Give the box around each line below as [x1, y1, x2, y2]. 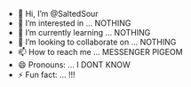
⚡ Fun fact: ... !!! [17, 69, 76, 80]
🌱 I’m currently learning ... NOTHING [17, 28, 151, 37]
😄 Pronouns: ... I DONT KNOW [17, 59, 131, 70]
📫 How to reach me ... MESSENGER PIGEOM [17, 47, 184, 57]
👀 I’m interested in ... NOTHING [17, 18, 131, 28]
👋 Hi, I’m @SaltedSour [17, 9, 99, 19]
